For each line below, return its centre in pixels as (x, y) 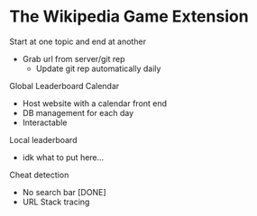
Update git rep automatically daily (98, 68)
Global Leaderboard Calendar (64, 85)
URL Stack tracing (56, 202)
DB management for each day (78, 112)
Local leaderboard (43, 139)
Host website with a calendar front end (95, 103)
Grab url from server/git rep (73, 58)
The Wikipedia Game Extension (129, 17)
